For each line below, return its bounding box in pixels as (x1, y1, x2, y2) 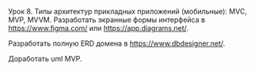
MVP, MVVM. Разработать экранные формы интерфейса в (8, 15, 206, 24)
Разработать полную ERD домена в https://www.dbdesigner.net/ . (8, 39, 226, 48)
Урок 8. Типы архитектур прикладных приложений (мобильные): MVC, (8, 7, 248, 16)
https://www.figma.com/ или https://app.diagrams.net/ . (8, 24, 188, 32)
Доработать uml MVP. (8, 54, 82, 63)
